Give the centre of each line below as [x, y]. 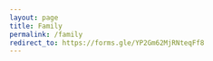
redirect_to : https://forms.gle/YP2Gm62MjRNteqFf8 [107, 43]
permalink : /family [46, 34]
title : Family [36, 26]
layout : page [34, 17]
